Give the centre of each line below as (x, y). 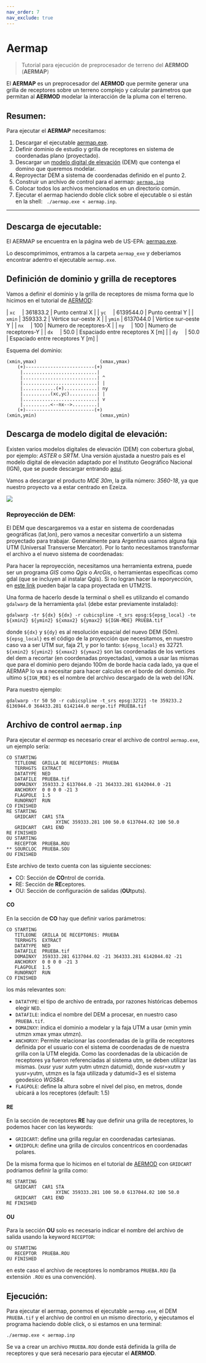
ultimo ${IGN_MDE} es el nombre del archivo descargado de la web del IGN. (100, 677)
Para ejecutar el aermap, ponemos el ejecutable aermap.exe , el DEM (92, 1311)
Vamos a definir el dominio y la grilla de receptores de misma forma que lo (100, 294)
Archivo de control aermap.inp (64, 725)
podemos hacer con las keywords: (50, 1127)
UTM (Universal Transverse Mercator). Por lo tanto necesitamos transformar (103, 547)
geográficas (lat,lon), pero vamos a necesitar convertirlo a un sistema (94, 534)
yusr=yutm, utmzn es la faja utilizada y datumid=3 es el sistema (96, 1073)
